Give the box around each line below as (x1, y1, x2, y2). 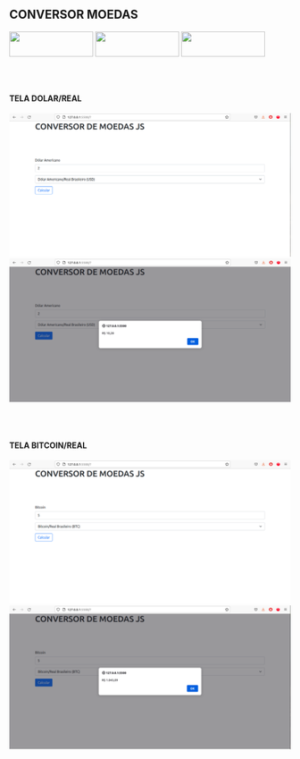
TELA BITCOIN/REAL (9, 440, 87, 451)
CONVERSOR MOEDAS (9, 7, 138, 22)
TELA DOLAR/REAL (9, 93, 82, 104)
